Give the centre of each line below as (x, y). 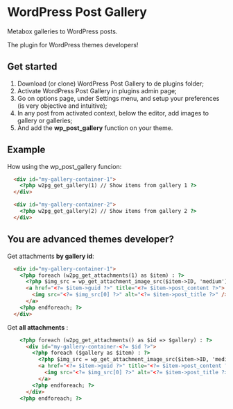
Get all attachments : (38, 327)
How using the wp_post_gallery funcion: (64, 166)
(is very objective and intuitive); (62, 106)
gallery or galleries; (45, 120)
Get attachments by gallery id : (51, 256)
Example (26, 150)
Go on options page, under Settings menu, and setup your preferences (118, 98)
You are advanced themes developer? (91, 240)
